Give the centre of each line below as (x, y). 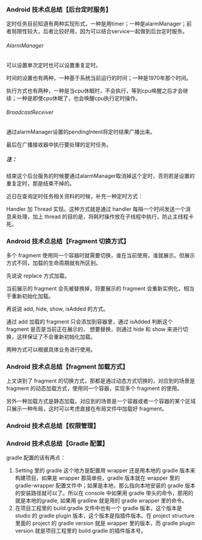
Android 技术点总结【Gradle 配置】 (57, 444)
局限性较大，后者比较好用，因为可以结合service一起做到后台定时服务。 (99, 31)
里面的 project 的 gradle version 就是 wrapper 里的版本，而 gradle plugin (105, 523)
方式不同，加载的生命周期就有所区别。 (54, 263)
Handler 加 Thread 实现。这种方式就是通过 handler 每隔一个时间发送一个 (96, 209)
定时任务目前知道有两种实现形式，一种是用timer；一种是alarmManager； (96, 24)
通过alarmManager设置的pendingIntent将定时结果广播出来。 (81, 131)
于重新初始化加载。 (30, 296)
